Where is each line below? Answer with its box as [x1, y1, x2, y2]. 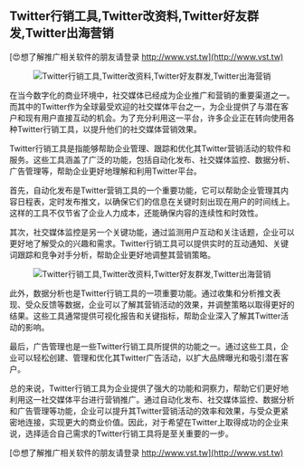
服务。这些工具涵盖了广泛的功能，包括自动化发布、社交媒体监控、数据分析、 [9, 154, 295, 165]
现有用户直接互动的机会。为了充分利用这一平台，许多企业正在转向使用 [24, 112, 287, 123]
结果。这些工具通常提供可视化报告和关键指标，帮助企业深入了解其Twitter [9, 310, 281, 321]
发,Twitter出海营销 [9, 25, 115, 41]
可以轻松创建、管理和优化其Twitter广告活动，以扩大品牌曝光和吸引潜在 [16, 352, 281, 363]
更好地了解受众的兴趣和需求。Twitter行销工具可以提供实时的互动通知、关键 [9, 238, 290, 249]
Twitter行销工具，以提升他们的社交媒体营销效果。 [16, 123, 202, 134]
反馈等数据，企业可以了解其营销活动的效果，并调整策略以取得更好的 [40, 299, 295, 310]
